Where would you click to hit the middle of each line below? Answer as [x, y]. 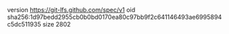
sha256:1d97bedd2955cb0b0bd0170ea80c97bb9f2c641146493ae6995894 [114, 17]
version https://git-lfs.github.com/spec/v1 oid [71, 10]
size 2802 [57, 24]
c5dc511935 [24, 24]
